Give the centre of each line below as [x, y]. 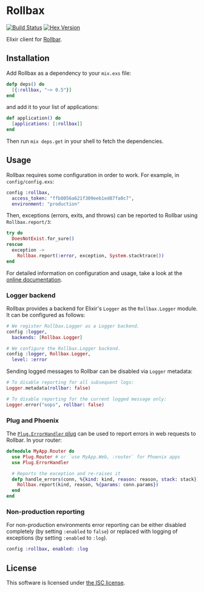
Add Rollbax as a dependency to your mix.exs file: [69, 73]
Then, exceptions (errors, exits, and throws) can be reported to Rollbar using [102, 215]
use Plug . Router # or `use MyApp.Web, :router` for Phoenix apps [96, 457]
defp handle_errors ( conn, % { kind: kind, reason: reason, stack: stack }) [106, 479]
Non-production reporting [46, 512]
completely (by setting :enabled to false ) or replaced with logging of [92, 531]
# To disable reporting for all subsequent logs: [70, 383]
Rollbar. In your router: [34, 440]
